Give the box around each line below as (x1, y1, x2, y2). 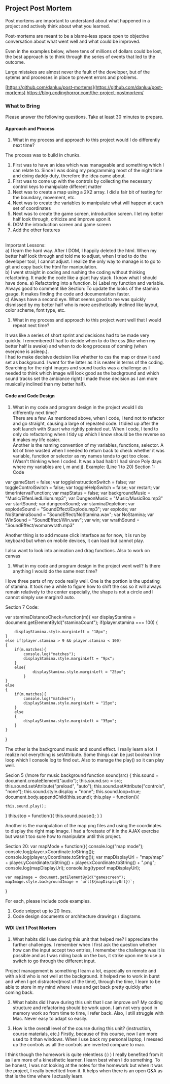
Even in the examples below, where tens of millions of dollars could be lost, (5, 48, 162, 54)
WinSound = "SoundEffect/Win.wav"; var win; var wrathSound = (5, 517, 140, 523)
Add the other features (12, 227, 60, 233)
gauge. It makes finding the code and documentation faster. (5, 291, 130, 297)
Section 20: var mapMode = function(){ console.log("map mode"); (5, 843, 144, 849)
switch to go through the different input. (12, 958, 96, 964)
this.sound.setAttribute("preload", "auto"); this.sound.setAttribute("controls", (5, 783, 165, 789)
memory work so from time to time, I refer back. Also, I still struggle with (12, 1010, 164, 1016)
